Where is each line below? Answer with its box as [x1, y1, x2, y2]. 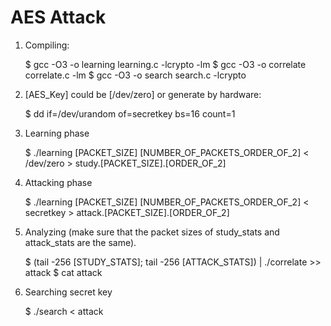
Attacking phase [24, 176, 93, 188]
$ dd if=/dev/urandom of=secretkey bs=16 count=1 [24, 107, 236, 120]
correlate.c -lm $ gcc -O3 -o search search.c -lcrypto [24, 69, 247, 81]
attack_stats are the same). [24, 236, 137, 248]
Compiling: [24, 39, 70, 51]
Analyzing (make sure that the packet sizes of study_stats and [24, 226, 280, 238]
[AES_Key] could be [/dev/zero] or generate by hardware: [24, 88, 262, 100]
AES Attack [10, 6, 107, 29]
